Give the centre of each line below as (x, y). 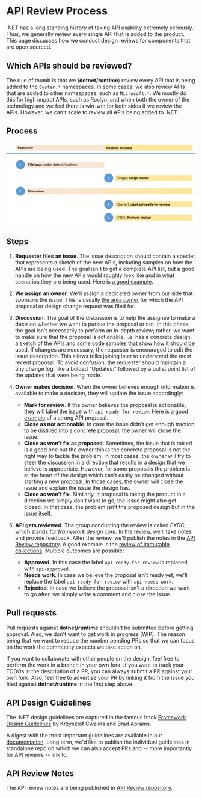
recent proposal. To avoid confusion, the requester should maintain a (100, 362)
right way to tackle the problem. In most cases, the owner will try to (107, 456)
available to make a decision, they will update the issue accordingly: (99, 393)
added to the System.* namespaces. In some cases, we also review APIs (96, 87)
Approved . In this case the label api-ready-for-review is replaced (106, 562)
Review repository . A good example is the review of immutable (92, 544)
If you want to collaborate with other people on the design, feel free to (93, 658)
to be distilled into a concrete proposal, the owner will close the (103, 430)
